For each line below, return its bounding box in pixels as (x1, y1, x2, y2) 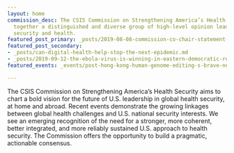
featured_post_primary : (7, 36, 77, 43)
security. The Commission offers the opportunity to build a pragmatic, (7, 131, 208, 140)
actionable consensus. (7, 138, 72, 147)
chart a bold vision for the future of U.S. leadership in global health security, (7, 95, 225, 103)
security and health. (13, 29, 77, 37)
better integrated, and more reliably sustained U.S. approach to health (7, 124, 208, 132)
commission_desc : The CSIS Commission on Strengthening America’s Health (7, 17, 226, 24)
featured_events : (7, 62, 58, 69)
